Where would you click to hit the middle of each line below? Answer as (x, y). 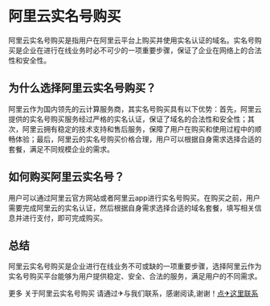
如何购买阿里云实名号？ (66, 177)
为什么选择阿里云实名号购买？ (82, 88)
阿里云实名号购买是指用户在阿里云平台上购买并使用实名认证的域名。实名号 (131, 40)
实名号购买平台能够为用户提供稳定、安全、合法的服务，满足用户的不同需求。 (135, 276)
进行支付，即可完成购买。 (64, 218)
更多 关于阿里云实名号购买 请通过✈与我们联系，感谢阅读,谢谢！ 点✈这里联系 (133, 293)
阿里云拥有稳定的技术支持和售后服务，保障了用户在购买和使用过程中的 (138, 129)
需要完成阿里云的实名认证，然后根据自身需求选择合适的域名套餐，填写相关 (131, 208)
